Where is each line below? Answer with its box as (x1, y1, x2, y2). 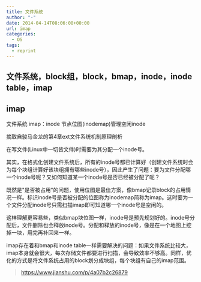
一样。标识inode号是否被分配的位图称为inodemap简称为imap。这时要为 (11, 193, 188, 201)
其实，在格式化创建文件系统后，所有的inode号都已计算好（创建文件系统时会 (6, 158, 194, 166)
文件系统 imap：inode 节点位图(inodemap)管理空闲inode (6, 120, 146, 127)
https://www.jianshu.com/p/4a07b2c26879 (20, 268, 128, 276)
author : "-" (6, 14, 36, 20)
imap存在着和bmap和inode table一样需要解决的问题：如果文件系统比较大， (6, 241, 191, 249)
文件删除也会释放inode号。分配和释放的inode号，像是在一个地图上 (22, 221, 187, 229)
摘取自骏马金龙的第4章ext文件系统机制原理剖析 (6, 133, 123, 140)
